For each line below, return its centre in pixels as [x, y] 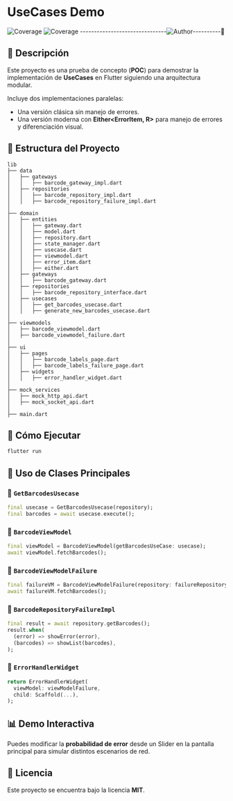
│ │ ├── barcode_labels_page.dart [63, 359]
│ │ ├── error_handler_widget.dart [65, 378]
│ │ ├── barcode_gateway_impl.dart [65, 183]
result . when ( [26, 630]
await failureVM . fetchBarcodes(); [57, 591]
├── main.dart [28, 414]
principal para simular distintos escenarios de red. [79, 752]
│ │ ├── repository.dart [49, 237]
